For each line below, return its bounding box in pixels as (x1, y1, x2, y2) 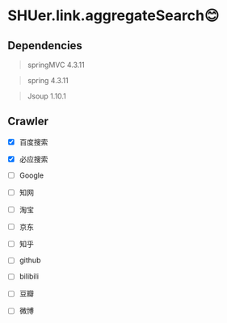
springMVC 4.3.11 (27, 60, 86, 69)
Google (19, 170, 44, 180)
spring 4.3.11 (27, 76, 69, 85)
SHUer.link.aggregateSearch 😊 (7, 6, 220, 25)
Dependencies (7, 39, 82, 52)
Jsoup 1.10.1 (27, 91, 66, 101)
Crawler (7, 115, 49, 128)
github (19, 255, 41, 265)
